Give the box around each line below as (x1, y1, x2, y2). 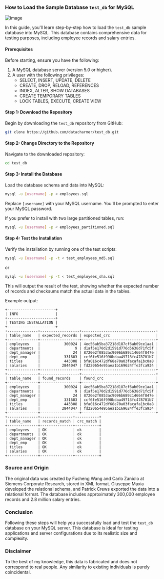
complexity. (5, 535, 28, 541)
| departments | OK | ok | (5, 431, 102, 437)
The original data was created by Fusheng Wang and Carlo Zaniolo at (5, 475, 144, 481)
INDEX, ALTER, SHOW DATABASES (19, 87, 90, 93)
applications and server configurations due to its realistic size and (5, 530, 138, 536)
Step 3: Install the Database (5, 171, 62, 177)
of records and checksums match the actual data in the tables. (5, 288, 131, 294)
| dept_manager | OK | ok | (5, 436, 102, 441)
